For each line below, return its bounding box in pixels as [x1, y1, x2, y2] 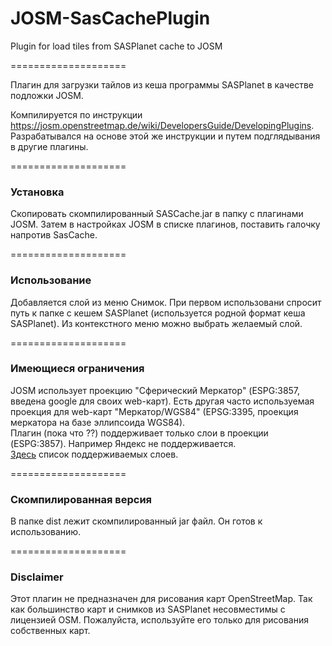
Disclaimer [10, 570, 64, 584]
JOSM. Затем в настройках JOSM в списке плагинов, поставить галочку [10, 218, 321, 231]
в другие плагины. [10, 140, 89, 152]
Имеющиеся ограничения [10, 362, 145, 376]
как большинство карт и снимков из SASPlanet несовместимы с [10, 603, 286, 616]
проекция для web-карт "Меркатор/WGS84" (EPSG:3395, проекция [10, 405, 299, 417]
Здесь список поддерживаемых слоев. [10, 448, 179, 460]
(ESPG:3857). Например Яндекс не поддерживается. [10, 437, 237, 449]
